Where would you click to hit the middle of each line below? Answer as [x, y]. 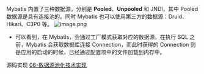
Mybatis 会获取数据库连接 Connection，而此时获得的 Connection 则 [111, 45]
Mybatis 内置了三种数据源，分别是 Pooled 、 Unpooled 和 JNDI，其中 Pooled [102, 9]
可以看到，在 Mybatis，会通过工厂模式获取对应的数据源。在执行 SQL [101, 37]
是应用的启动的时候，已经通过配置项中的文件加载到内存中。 [90, 52]
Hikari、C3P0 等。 [30, 24]
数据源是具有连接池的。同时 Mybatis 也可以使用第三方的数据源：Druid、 [97, 16]
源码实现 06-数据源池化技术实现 [46, 65]
